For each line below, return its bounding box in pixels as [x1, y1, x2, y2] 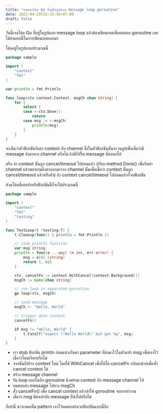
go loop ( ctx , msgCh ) [14, 291, 56, 296]
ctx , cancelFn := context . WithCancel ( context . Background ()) [14, 273, 140, 278]
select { [23, 104, 41, 110]
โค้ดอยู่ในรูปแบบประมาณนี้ [5, 45, 49, 51]
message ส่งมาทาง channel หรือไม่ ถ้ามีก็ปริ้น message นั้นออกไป [5, 151, 122, 157]
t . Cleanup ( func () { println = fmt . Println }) [14, 232, 109, 237]
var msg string [14, 246, 46, 251]
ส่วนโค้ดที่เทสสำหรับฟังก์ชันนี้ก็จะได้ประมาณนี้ [5, 182, 78, 188]
